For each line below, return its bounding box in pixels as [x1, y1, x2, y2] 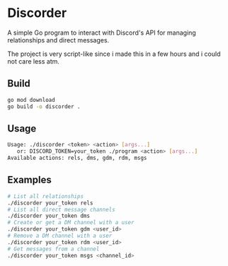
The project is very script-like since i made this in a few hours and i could [7, 50, 221, 58]
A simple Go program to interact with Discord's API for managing [7, 28, 196, 37]
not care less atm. [7, 57, 60, 65]
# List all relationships [7, 192, 84, 199]
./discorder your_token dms [7, 212, 91, 220]
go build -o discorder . [7, 103, 81, 110]
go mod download [7, 96, 55, 103]
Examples [7, 174, 52, 186]
